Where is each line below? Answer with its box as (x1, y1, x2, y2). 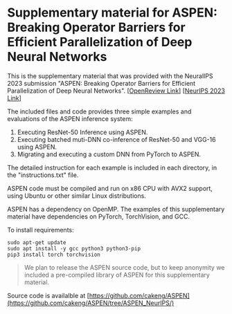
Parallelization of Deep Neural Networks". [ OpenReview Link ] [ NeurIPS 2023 (7, 86, 225, 95)
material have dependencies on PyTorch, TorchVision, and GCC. (7, 212, 190, 221)
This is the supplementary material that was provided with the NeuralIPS (7, 71, 213, 80)
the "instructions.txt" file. (7, 171, 79, 179)
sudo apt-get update (7, 239, 67, 246)
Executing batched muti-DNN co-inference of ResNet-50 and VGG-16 (17, 135, 216, 143)
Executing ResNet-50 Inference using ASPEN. (17, 128, 148, 136)
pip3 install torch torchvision (7, 251, 100, 258)
